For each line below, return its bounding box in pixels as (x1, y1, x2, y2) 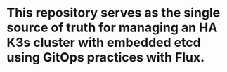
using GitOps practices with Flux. (6, 50, 205, 66)
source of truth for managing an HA (6, 20, 218, 36)
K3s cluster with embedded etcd (6, 35, 201, 50)
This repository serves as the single (6, 5, 221, 21)
